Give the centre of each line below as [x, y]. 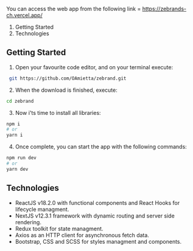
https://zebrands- [164, 9]
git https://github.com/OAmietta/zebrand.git [68, 78]
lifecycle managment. [42, 209]
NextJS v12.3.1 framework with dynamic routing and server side [95, 216]
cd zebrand [20, 101]
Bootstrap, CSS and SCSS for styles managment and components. [98, 241]
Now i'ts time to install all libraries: [58, 112]
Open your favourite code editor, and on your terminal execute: [94, 67]
